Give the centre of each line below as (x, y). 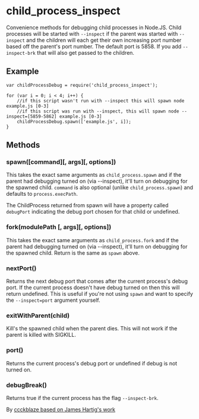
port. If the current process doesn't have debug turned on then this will (93, 287)
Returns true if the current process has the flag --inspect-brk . (82, 398)
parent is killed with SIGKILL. (41, 335)
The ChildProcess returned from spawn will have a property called (87, 205)
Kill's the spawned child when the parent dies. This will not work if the (92, 329)
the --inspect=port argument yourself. (53, 300)
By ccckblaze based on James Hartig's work (61, 409)
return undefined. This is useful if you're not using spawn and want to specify (99, 294)
